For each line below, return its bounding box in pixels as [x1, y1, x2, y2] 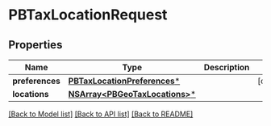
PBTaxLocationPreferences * [68, 75, 181, 86]
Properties [8, 38, 63, 52]
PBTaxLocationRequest [8, 6, 168, 24]
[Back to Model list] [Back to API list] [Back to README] [8, 109, 194, 119]
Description [203, 62, 250, 73]
